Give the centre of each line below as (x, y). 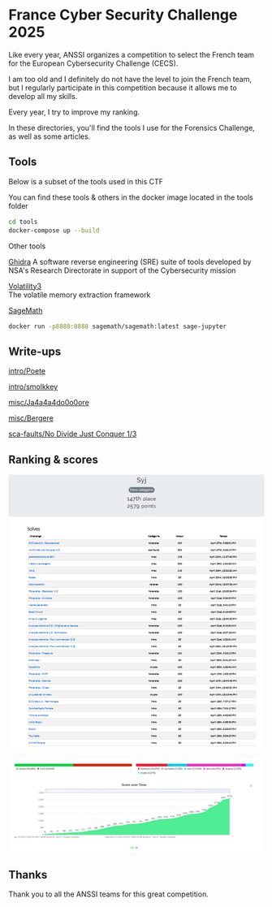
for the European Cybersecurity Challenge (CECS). (93, 63)
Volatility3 (25, 286)
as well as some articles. (50, 136)
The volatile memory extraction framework (80, 295)
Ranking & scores (54, 459)
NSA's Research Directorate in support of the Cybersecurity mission (122, 270)
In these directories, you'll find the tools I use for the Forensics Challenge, (132, 127)
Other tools (27, 246)
